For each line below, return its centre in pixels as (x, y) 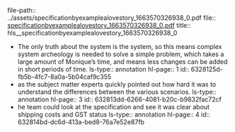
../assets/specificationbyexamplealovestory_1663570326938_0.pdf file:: (111, 18)
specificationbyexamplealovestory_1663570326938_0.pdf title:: (99, 25)
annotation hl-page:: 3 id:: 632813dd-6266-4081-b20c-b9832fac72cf (119, 99)
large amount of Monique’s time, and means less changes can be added (122, 62)
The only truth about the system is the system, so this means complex (120, 46)
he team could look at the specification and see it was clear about (114, 107)
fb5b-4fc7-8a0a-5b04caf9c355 (64, 77)
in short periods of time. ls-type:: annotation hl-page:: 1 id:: (103, 69)
